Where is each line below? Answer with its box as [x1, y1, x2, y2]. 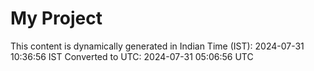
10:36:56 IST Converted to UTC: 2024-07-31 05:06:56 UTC [10, 50, 254, 62]
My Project [10, 7, 103, 30]
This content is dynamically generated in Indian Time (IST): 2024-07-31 [10, 40, 305, 52]
